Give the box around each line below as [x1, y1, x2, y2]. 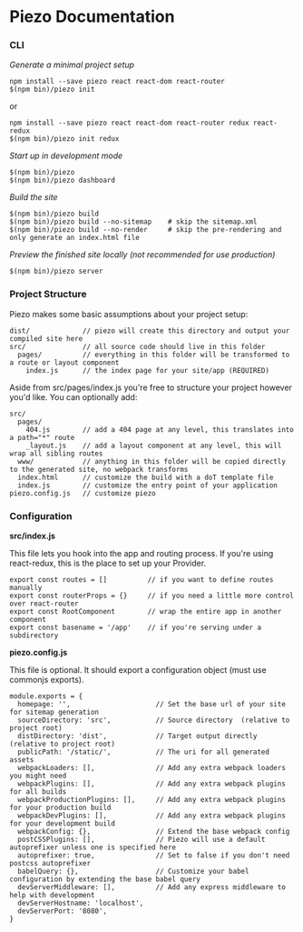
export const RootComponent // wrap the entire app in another [9, 607, 282, 616]
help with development [9, 891, 95, 900]
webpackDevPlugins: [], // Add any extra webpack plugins [17, 811, 286, 820]
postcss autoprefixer [9, 859, 92, 868]
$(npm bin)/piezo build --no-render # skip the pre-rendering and [9, 225, 282, 235]
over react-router [9, 599, 79, 608]
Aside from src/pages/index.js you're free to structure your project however [9, 382, 293, 393]
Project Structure [9, 288, 87, 301]
